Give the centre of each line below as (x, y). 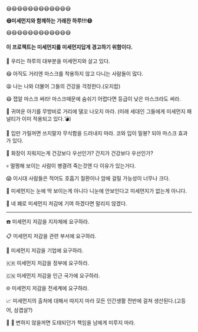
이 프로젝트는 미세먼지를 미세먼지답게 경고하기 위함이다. (70, 47)
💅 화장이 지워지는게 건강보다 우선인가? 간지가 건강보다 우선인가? (80, 153)
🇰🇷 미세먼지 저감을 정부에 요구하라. (48, 263)
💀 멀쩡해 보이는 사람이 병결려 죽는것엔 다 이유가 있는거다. (71, 166)
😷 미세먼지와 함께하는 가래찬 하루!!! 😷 (49, 21)
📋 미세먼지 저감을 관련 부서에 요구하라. (51, 236)
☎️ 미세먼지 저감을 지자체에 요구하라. (48, 222)
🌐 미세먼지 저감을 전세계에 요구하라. (48, 288)
